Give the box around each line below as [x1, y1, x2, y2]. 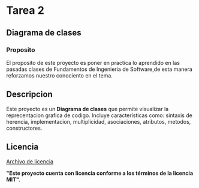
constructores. [6, 124, 43, 132]
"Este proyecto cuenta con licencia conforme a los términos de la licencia [6, 169, 194, 177]
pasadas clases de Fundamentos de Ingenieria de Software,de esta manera [6, 65, 193, 73]
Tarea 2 [6, 4, 45, 17]
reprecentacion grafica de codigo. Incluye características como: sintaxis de [6, 112, 193, 119]
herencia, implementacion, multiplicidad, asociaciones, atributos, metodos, [6, 118, 191, 125]
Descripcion [6, 89, 53, 100]
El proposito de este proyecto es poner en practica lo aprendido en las [6, 59, 180, 66]
